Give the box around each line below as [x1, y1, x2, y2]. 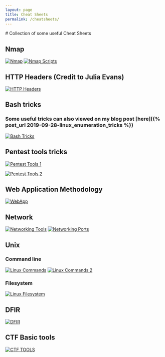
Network [5, 213, 34, 221]
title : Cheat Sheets [5, 12, 49, 17]
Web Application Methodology [5, 185, 103, 193]
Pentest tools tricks [5, 148, 68, 156]
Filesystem [5, 279, 33, 286]
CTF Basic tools [5, 333, 55, 342]
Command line [5, 256, 42, 263]
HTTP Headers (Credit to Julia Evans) [5, 73, 124, 81]
